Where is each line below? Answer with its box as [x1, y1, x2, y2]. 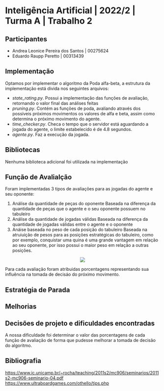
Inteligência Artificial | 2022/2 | [5, 5, 136, 16]
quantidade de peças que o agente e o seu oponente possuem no [12, 206, 146, 212]
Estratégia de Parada [5, 286, 70, 294]
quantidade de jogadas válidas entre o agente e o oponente [12, 221, 133, 228]
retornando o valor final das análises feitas [12, 100, 99, 106]
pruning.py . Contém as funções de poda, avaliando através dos [12, 105, 141, 111]
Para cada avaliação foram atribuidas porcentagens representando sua [5, 266, 149, 272]
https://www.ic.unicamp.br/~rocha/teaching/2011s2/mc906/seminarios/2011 [5, 369, 159, 375]
